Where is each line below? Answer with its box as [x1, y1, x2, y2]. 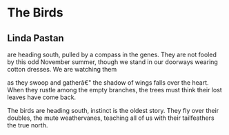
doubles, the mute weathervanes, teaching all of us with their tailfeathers [7, 114, 215, 122]
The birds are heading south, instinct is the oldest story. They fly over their [7, 107, 219, 114]
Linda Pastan [7, 32, 64, 44]
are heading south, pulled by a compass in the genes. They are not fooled [7, 50, 217, 59]
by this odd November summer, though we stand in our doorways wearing [7, 58, 219, 66]
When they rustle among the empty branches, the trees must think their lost [7, 86, 222, 94]
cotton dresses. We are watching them [7, 65, 117, 73]
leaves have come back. [7, 93, 77, 101]
